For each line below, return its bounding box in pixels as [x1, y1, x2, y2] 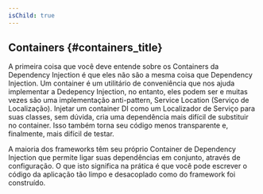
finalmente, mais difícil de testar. [8, 129, 115, 139]
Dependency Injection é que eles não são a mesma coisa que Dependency [8, 70, 253, 80]
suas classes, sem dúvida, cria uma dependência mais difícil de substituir [8, 112, 249, 122]
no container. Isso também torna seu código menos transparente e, [8, 120, 229, 131]
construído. [8, 178, 46, 188]
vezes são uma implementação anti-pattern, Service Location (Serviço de [8, 96, 249, 105]
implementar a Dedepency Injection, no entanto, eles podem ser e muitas [8, 87, 248, 97]
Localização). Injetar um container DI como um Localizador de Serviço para [8, 104, 256, 113]
